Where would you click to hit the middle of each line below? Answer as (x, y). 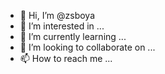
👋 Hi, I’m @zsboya (57, 15)
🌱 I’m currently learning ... (73, 36)
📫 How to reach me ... (66, 58)
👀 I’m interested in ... (62, 26)
